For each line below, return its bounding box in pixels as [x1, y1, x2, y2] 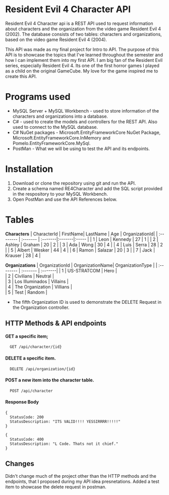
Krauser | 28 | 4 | [5, 252, 41, 258]
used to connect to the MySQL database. [12, 124, 98, 130]
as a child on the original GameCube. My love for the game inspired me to [5, 67, 158, 74]
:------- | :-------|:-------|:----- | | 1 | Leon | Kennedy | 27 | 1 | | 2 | [21, 236, 158, 242]
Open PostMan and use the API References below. [12, 196, 118, 202]
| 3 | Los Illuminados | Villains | [5, 278, 69, 285]
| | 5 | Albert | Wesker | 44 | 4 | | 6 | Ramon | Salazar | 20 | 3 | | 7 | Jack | [5, 247, 155, 253]
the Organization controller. [12, 304, 70, 310]
